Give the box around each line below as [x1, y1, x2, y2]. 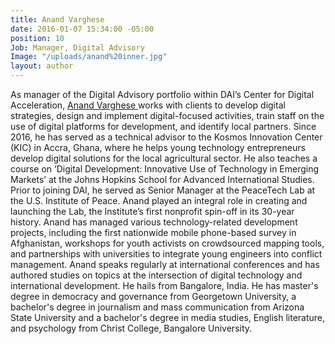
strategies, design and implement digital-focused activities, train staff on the [10, 110, 325, 121]
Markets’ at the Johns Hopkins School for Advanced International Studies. [10, 174, 315, 185]
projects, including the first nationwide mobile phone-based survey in [10, 227, 297, 238]
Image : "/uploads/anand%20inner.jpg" [10, 52, 168, 62]
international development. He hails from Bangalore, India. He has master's [10, 280, 319, 291]
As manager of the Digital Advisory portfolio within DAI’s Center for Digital [10, 89, 315, 100]
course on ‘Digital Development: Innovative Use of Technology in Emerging [10, 163, 320, 175]
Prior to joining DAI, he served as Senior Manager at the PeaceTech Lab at [10, 184, 316, 196]
